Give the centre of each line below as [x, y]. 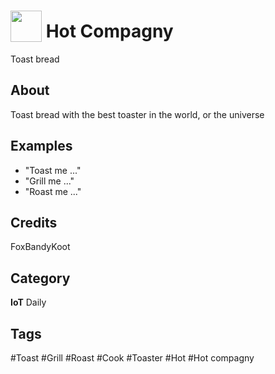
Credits [34, 222]
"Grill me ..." [49, 181]
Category [40, 278]
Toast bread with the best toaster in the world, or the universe [137, 114]
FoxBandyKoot [40, 247]
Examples [41, 146]
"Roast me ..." [53, 191]
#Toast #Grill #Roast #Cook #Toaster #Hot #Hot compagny [132, 358]
